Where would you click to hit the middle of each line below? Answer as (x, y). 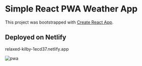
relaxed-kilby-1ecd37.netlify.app (37, 49)
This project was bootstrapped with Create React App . (59, 22)
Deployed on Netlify (36, 37)
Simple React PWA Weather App (71, 9)
